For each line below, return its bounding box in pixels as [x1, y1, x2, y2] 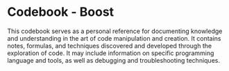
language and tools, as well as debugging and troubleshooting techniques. [7, 56, 221, 64]
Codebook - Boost [7, 4, 114, 20]
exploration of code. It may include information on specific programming [7, 49, 214, 57]
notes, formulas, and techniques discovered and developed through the [7, 41, 212, 50]
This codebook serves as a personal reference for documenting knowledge [7, 27, 223, 35]
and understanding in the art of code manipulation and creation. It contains [7, 34, 221, 42]
